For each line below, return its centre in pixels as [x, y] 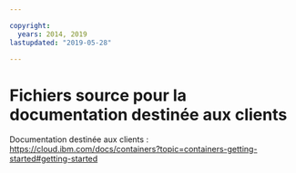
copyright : [30, 25]
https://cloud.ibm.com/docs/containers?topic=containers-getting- [133, 149]
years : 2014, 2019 [53, 34]
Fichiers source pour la [98, 95]
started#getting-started [54, 159]
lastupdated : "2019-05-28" [61, 43]
